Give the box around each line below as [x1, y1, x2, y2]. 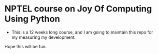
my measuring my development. [11, 34, 76, 40]
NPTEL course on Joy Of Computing [4, 3, 152, 14]
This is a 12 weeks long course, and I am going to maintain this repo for [11, 29, 153, 35]
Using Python [4, 13, 60, 24]
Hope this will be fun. [4, 43, 47, 49]
